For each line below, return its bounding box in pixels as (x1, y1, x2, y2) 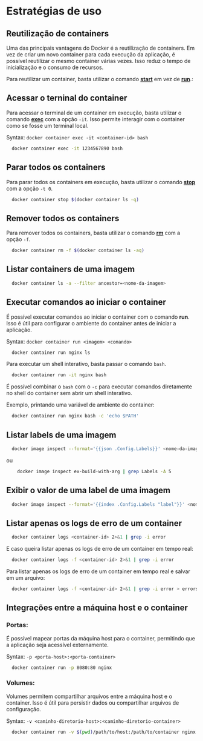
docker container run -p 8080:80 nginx (11, 665, 112, 671)
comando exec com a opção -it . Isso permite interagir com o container (6, 115, 185, 122)
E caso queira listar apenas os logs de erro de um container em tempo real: (6, 545, 193, 553)
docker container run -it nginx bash (11, 372, 107, 378)
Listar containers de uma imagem (6, 264, 135, 274)
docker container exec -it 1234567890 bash (11, 145, 123, 151)
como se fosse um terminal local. (6, 122, 89, 129)
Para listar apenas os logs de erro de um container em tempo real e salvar (6, 568, 190, 575)
